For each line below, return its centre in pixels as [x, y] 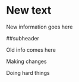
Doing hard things [28, 72]
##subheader [23, 38]
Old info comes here [31, 50]
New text [29, 10]
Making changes [26, 61]
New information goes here [39, 27]
